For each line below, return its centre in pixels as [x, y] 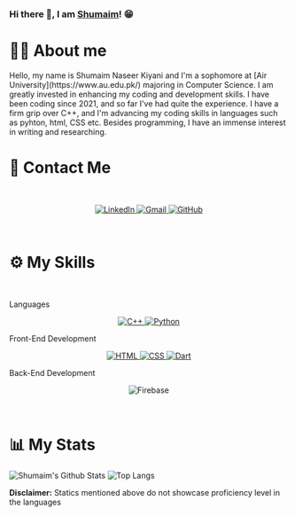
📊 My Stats [52, 445]
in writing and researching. [58, 131]
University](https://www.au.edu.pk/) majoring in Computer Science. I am [141, 84]
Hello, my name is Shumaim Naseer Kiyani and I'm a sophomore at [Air [138, 75]
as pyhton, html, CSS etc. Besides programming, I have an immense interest [147, 122]
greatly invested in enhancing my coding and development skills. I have [140, 94]
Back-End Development [52, 372]
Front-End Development [53, 338]
